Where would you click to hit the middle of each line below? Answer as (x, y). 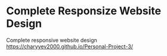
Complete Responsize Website (84, 11)
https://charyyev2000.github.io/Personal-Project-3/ (69, 46)
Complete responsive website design (52, 40)
